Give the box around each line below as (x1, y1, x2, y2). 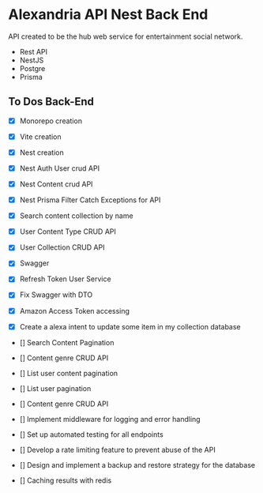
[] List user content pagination (19, 368, 118, 378)
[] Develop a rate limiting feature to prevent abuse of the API (19, 445, 216, 454)
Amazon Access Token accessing (19, 306, 130, 315)
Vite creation (19, 132, 62, 141)
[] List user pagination (19, 383, 92, 393)
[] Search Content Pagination (19, 337, 115, 347)
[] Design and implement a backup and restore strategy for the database (19, 460, 255, 469)
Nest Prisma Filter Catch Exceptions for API (19, 195, 161, 205)
